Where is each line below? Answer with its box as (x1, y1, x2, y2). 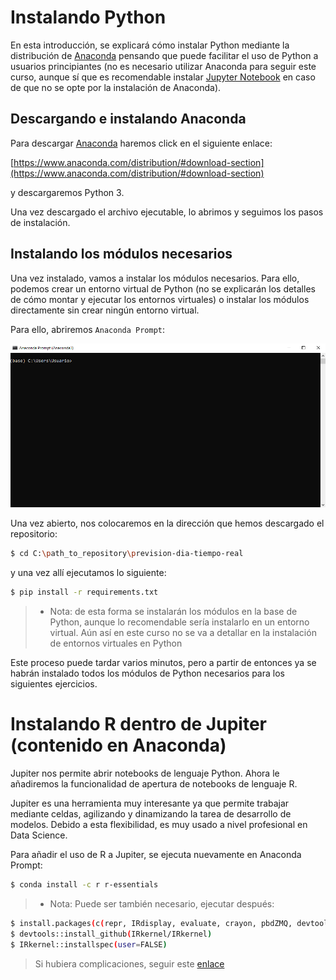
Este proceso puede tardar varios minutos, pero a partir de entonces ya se (10, 657, 317, 669)
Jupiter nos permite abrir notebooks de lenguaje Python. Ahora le (10, 767, 280, 780)
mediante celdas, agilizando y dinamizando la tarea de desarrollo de (10, 808, 292, 820)
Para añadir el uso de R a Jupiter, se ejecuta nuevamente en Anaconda (10, 849, 302, 861)
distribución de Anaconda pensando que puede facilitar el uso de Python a (10, 49, 319, 61)
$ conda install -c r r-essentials (10, 880, 159, 890)
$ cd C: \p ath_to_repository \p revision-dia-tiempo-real (10, 549, 244, 559)
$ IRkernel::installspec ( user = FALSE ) (10, 939, 168, 950)
